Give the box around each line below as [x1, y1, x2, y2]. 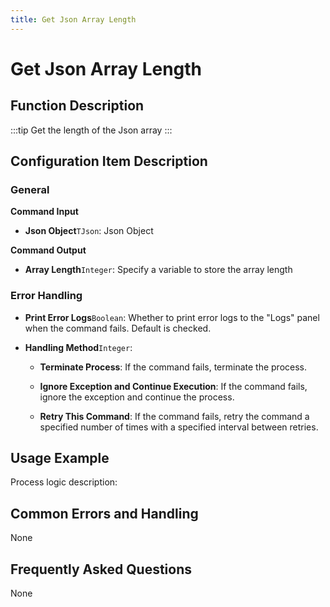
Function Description [10, 97, 145, 115]
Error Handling [10, 289, 83, 303]
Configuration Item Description [10, 153, 208, 170]
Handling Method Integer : [24, 341, 133, 353]
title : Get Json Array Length [10, 14, 137, 25]
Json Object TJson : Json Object [24, 225, 154, 237]
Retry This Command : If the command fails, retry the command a [39, 410, 310, 422]
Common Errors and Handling [10, 505, 199, 522]
